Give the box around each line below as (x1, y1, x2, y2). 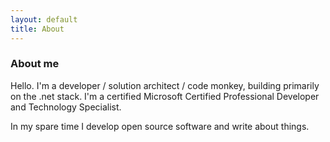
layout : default (10, 14, 78, 25)
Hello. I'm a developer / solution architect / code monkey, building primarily (10, 79, 320, 91)
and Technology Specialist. (10, 101, 122, 113)
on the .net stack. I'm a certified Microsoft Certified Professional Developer (10, 90, 320, 102)
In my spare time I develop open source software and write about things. (10, 120, 310, 132)
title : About (10, 24, 65, 34)
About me (10, 57, 60, 71)
